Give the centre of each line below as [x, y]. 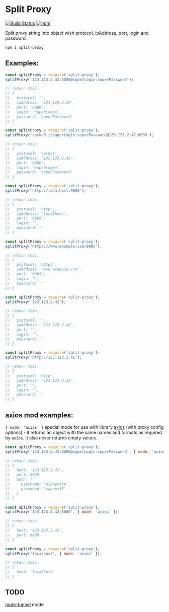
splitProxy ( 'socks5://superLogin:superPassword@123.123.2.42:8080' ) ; [80, 135]
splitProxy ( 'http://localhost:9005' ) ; [46, 191]
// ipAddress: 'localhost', [37, 214]
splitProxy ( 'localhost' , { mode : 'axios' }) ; [54, 554]
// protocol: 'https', [31, 265]
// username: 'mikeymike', [38, 484]
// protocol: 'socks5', [32, 154]
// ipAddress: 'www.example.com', [44, 270]
